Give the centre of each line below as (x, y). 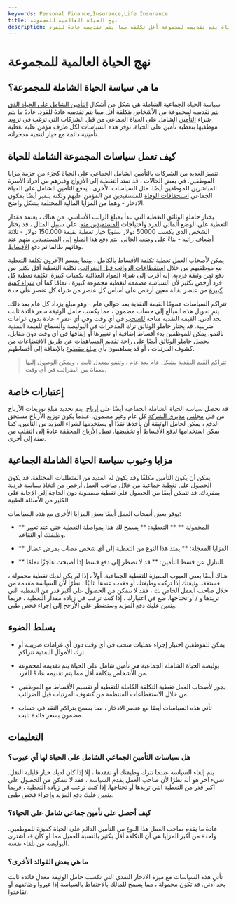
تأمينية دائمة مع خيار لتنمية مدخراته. (54, 134)
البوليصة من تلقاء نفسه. (39, 843)
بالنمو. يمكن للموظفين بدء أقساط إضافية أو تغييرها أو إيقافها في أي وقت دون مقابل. (116, 334)
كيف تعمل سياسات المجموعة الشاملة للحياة (92, 156)
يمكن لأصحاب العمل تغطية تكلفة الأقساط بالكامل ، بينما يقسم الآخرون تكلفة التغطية (116, 260)
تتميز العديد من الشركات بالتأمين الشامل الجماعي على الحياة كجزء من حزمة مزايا (113, 174)
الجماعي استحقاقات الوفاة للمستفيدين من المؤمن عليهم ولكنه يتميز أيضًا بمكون (110, 196)
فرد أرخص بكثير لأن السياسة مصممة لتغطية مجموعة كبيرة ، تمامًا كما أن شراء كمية (115, 282)
